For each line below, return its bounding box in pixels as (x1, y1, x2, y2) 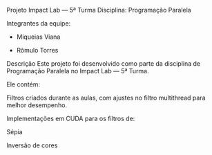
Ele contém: (6, 80, 41, 89)
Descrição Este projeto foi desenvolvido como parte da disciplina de (6, 60, 201, 68)
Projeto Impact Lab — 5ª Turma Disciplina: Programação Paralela (6, 6, 191, 14)
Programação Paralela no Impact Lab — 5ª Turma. (6, 67, 149, 75)
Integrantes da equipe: (6, 19, 71, 27)
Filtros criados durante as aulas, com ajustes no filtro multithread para (6, 93, 206, 102)
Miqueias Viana (16, 33, 61, 41)
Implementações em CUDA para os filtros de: (6, 114, 135, 122)
